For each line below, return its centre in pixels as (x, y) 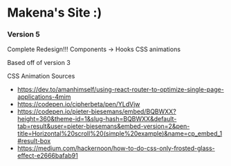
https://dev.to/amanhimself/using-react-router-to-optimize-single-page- (121, 90)
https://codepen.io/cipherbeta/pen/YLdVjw (78, 104)
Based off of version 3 (39, 63)
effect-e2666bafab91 (47, 156)
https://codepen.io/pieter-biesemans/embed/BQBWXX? (96, 111)
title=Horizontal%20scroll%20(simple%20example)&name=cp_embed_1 (120, 133)
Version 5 (24, 35)
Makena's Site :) (55, 13)
